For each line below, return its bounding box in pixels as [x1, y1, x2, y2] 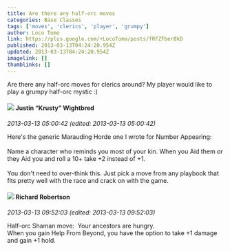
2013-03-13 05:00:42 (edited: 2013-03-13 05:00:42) [7, 119, 156, 127]
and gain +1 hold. [7, 237, 56, 245]
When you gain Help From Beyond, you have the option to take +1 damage [7, 229, 218, 237]
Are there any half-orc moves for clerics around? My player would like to [7, 80, 212, 88]
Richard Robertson [15, 193, 70, 201]
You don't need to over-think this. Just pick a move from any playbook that [7, 169, 219, 177]
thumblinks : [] [7, 61, 51, 68]
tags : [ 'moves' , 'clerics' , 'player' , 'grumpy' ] [7, 23, 149, 30]
